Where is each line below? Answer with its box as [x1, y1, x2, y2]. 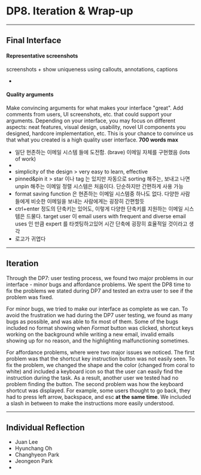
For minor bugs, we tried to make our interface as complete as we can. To [6, 305, 188, 312]
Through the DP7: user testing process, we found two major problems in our [6, 274, 194, 281]
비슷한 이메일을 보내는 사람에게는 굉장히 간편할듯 [31, 197, 145, 205]
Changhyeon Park [14, 451, 60, 458]
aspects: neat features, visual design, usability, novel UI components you [6, 123, 186, 130]
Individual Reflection [6, 422, 85, 432]
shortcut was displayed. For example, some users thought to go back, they [6, 387, 190, 394]
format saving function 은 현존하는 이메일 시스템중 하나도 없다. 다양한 [14, 190, 179, 197]
